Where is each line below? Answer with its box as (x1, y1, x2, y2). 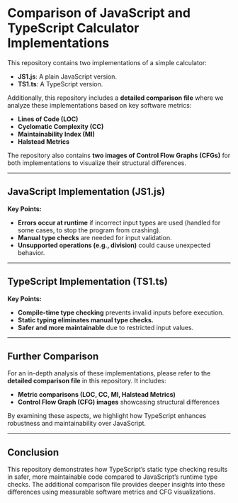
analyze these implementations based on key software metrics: (7, 101, 192, 109)
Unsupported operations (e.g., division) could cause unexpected (17, 241, 211, 249)
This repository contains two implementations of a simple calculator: (7, 58, 208, 67)
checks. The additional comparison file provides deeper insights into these (7, 480, 225, 489)
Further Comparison (7, 350, 99, 362)
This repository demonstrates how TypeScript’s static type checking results (7, 465, 228, 474)
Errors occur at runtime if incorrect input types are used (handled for (17, 218, 221, 227)
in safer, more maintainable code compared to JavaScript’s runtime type (7, 473, 218, 481)
